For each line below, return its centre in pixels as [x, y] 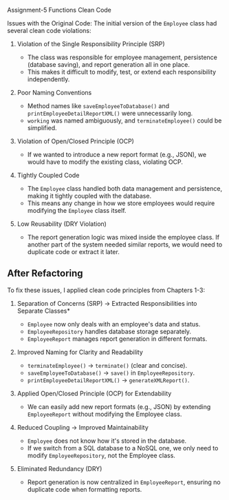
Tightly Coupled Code [48, 175]
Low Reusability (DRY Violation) [62, 224]
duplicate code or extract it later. [74, 252]
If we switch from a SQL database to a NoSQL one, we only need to [123, 448]
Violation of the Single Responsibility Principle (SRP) [91, 44]
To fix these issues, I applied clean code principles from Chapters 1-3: [106, 290]
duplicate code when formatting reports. [85, 489]
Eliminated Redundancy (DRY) [59, 468]
